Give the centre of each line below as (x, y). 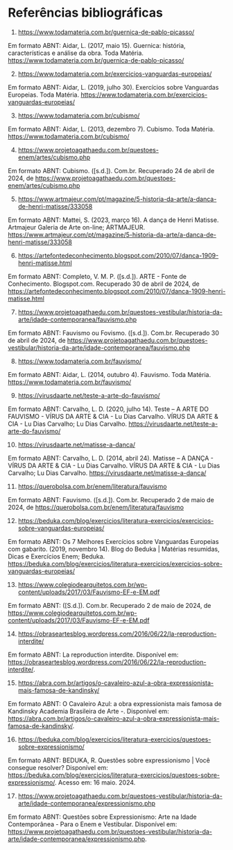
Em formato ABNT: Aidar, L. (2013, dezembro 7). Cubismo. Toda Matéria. (111, 129)
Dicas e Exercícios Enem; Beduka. (57, 556)
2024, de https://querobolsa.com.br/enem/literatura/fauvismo (96, 507)
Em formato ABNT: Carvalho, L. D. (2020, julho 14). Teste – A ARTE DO (108, 409)
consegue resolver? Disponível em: (58, 767)
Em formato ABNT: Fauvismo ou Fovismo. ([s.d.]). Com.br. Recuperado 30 (113, 332)
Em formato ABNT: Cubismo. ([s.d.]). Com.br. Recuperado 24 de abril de (111, 170)
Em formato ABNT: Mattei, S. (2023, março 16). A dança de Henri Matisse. (113, 220)
